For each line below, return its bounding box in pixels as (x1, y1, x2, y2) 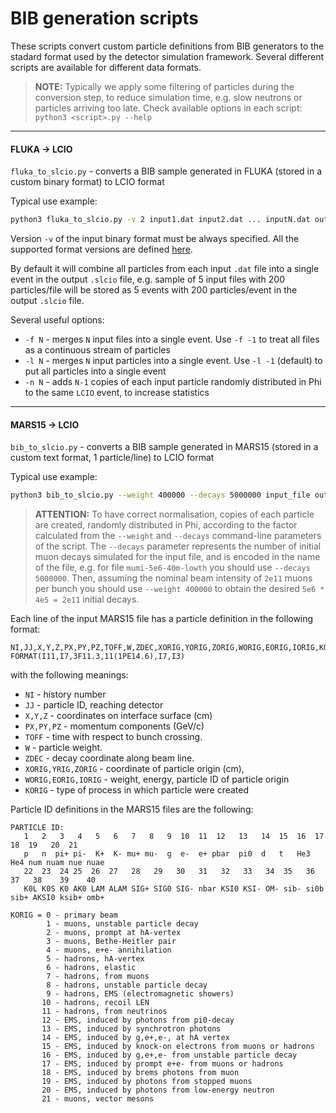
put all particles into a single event (24, 365, 167, 377)
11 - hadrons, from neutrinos (41, 1007, 168, 1017)
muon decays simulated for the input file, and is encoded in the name (34, 551, 321, 563)
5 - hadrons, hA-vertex (46, 954, 145, 964)
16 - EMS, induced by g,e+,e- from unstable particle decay (41, 1050, 298, 1061)
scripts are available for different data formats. (10, 61, 202, 73)
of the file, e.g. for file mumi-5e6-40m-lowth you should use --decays (34, 562, 311, 574)
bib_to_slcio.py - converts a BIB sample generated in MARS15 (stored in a (10, 441, 319, 453)
